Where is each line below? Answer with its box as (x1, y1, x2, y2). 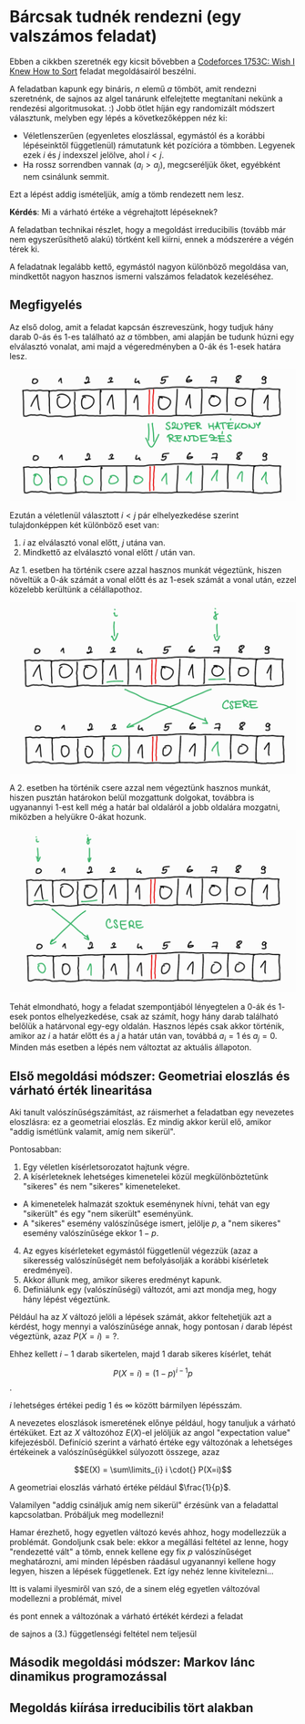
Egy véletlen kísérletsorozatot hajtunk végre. (22, 1161, 190, 1173)
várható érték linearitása (9, 1083, 153, 1098)
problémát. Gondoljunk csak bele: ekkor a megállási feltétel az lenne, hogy (9, 1536, 289, 1547)
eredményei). (22, 1265, 73, 1276)
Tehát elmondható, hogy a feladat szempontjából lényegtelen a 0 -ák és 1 (9, 1001, 282, 1012)
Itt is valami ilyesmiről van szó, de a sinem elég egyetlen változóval (9, 1583, 260, 1594)
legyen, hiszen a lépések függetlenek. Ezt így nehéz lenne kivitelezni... (9, 1565, 275, 1576)
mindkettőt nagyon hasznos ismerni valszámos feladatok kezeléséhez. (9, 271, 274, 282)
